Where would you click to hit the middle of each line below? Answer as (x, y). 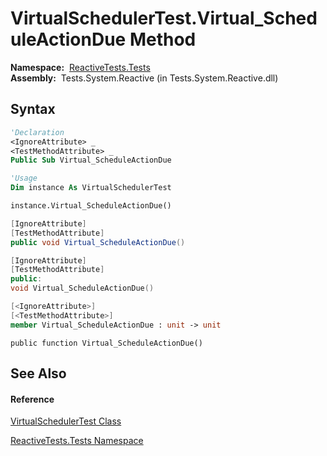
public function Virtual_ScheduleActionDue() (106, 343)
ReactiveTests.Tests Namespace (77, 441)
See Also (38, 373)
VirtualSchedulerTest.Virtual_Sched (164, 18)
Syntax (33, 109)
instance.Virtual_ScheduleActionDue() (91, 206)
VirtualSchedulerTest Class (66, 421)
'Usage (24, 178)
